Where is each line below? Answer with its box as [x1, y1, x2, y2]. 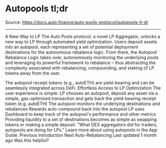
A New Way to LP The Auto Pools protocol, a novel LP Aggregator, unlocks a [5, 33, 161, 39]
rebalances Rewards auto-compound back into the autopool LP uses [5, 106, 145, 111]
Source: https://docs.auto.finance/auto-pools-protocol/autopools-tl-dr [5, 19, 149, 25]
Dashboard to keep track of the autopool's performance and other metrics [5, 111, 157, 117]
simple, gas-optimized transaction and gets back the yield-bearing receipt [5, 95, 157, 101]
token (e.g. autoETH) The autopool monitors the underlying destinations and [5, 101, 161, 107]
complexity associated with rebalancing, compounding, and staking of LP [5, 65, 155, 71]
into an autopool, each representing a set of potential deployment [5, 44, 138, 50]
